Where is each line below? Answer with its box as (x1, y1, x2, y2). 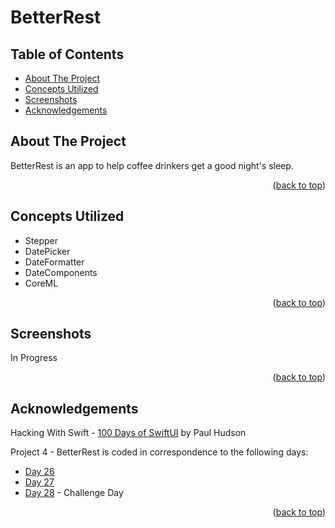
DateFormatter (24, 256, 85, 268)
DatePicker (24, 245, 71, 257)
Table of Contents (10, 46, 125, 63)
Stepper (24, 234, 58, 246)
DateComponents (24, 266, 98, 278)
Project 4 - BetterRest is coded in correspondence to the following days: (10, 446, 309, 458)
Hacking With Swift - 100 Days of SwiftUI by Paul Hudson (10, 427, 247, 439)
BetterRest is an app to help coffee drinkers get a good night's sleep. (10, 159, 294, 171)
